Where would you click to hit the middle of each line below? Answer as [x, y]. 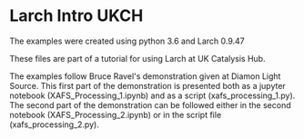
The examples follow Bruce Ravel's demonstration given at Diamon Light [145, 76]
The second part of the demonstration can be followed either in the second [150, 104]
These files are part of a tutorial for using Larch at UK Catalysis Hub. [137, 58]
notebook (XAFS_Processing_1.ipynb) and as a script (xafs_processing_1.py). [152, 95]
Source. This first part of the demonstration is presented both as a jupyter [148, 85]
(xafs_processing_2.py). [55, 124]
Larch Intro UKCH [76, 16]
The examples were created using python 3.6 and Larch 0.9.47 [127, 41]
